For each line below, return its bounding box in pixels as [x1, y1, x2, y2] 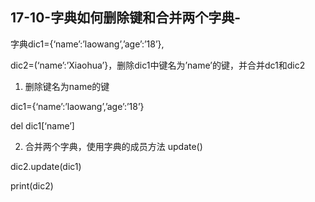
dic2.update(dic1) [10, 160, 82, 172]
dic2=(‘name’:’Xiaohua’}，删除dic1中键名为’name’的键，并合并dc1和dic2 [10, 59, 306, 71]
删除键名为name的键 [24, 80, 110, 92]
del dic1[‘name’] [10, 119, 75, 132]
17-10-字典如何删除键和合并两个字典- [10, 9, 241, 27]
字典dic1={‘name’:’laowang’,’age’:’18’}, [10, 38, 165, 50]
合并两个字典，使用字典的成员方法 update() [24, 140, 203, 152]
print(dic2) [10, 179, 54, 192]
